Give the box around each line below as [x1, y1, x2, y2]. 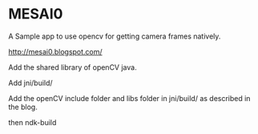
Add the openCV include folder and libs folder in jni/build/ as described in [8, 93, 251, 103]
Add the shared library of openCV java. [8, 62, 138, 72]
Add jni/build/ [8, 78, 54, 87]
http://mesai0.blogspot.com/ [8, 47, 103, 56]
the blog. [8, 102, 38, 112]
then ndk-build [8, 117, 57, 127]
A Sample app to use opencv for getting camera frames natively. [8, 31, 221, 41]
